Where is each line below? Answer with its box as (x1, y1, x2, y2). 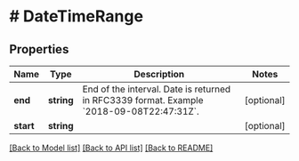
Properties (9, 42, 69, 57)
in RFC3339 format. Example (82, 94, 204, 106)
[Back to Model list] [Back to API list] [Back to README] (9, 142, 214, 153)
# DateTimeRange (9, 6, 144, 27)
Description (133, 68, 185, 80)
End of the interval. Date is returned (82, 83, 231, 95)
